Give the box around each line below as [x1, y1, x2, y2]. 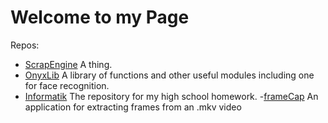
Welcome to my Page [10, 6, 190, 29]
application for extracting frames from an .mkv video [24, 101, 242, 113]
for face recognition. [24, 79, 110, 91]
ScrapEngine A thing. [24, 58, 113, 70]
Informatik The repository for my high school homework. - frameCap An [24, 90, 319, 102]
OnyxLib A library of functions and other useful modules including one [24, 69, 315, 81]
